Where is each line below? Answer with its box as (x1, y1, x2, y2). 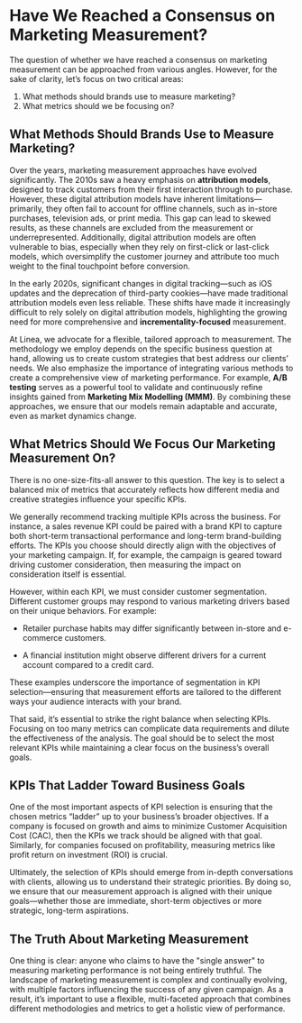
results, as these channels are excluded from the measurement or (9, 222, 254, 233)
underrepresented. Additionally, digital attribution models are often (9, 232, 257, 242)
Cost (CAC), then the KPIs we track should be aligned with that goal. (9, 830, 263, 841)
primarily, (9, 203, 45, 214)
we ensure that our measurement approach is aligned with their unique (9, 886, 272, 897)
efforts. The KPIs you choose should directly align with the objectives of (9, 540, 277, 551)
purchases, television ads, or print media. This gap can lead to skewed (9, 213, 271, 224)
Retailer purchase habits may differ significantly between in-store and (22, 623, 282, 634)
